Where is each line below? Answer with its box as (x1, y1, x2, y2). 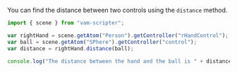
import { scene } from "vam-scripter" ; (7, 20, 125, 27)
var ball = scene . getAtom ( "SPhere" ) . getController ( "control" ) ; (7, 38, 197, 45)
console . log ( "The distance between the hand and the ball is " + (7, 57, 203, 65)
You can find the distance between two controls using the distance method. (7, 6, 228, 14)
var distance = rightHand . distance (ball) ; (7, 45, 134, 52)
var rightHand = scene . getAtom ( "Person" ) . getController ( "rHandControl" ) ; (7, 31, 229, 39)
